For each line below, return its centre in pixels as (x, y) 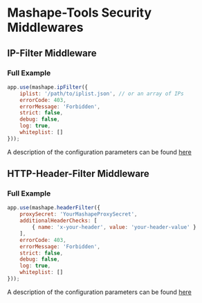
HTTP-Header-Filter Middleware (79, 174)
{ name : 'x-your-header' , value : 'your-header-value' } (114, 227)
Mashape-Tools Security (80, 13)
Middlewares (45, 27)
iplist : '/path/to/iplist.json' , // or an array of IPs (102, 94)
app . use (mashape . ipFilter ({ (48, 87)
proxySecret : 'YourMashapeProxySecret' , (79, 214)
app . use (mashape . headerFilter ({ (54, 208)
